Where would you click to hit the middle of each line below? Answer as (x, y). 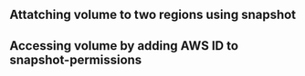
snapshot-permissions (76, 59)
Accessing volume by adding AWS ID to (124, 46)
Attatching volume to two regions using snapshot (153, 15)
